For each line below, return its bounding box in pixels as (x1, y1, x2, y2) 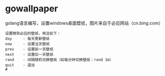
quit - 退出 (5, 63, 35, 68)
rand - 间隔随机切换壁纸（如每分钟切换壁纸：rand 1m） (5, 57, 113, 62)
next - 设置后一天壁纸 (5, 52, 54, 57)
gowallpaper (5, 3, 58, 14)
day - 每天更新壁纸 (5, 36, 50, 41)
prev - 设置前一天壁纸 (5, 47, 54, 52)
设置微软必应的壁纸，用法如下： (5, 31, 61, 36)
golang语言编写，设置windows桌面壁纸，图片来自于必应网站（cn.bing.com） (5, 20, 163, 26)
